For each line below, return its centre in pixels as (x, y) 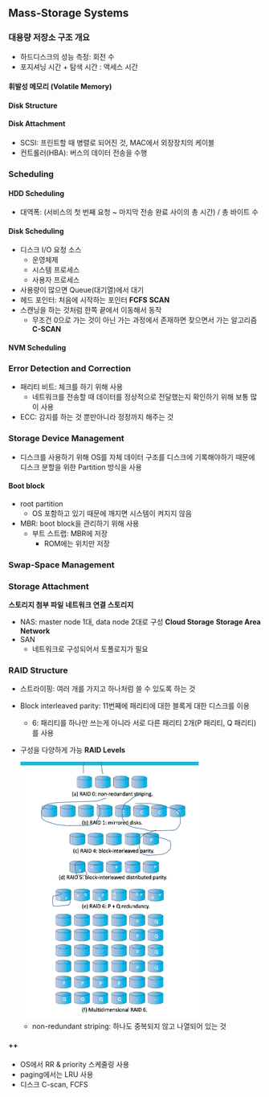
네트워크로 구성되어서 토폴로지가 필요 (90, 649)
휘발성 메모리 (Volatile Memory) (60, 87)
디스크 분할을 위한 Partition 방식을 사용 (81, 467)
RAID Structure (38, 670)
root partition (41, 503)
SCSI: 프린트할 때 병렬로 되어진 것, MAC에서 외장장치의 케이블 (117, 143)
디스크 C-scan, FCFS (54, 1084)
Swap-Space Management (61, 564)
